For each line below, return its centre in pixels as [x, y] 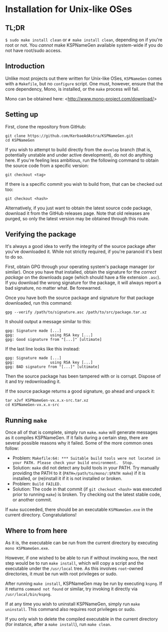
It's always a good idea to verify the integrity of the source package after [80, 246]
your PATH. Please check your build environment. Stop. [73, 463]
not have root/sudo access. [33, 50]
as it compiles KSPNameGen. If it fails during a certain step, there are [76, 438]
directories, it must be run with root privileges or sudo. [61, 574]
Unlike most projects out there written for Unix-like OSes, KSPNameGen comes [83, 78]
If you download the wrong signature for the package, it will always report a [83, 283]
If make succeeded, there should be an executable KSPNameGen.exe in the [79, 510]
